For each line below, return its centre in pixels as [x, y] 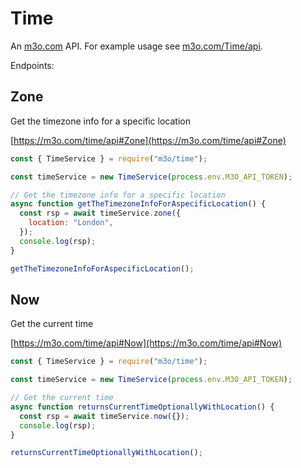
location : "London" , [71, 223]
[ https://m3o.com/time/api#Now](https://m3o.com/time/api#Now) [146, 343]
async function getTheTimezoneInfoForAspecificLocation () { [138, 204]
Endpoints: [32, 65]
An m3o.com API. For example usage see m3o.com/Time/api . [136, 46]
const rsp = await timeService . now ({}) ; [104, 416]
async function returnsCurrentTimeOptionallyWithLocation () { [142, 407]
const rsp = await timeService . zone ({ [100, 213]
